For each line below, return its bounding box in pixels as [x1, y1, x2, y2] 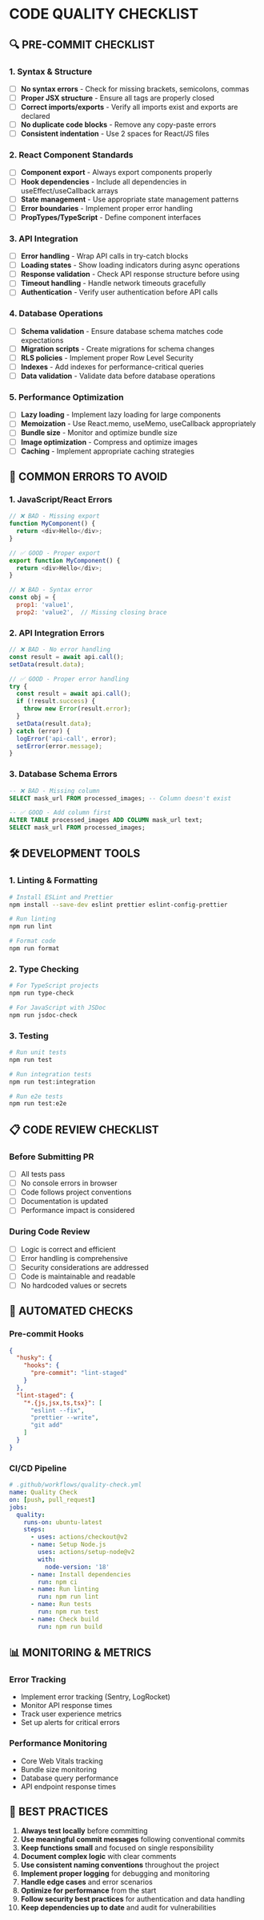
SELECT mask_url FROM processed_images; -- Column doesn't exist [9, 794, 231, 803]
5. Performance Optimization [9, 391, 124, 402]
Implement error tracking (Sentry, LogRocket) [20, 1692, 171, 1702]
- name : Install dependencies [30, 1570, 131, 1578]
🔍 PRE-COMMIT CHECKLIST [9, 38, 155, 51]
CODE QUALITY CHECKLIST [9, 5, 199, 23]
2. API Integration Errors [9, 627, 105, 638]
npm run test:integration [9, 1077, 95, 1086]
